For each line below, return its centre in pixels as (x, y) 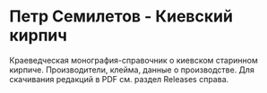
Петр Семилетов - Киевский (121, 17)
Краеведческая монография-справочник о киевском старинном (133, 60)
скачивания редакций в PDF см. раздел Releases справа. (119, 79)
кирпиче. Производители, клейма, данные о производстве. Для (132, 70)
